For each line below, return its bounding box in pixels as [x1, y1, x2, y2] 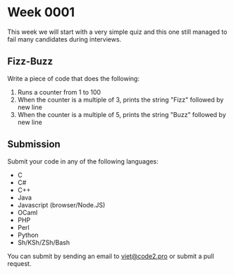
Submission [7, 138, 61, 150]
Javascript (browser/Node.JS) [17, 200, 106, 209]
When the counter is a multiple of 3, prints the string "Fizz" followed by [17, 95, 224, 104]
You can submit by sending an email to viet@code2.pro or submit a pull [7, 252, 214, 260]
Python [17, 231, 39, 239]
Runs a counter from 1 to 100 [17, 87, 101, 96]
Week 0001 [7, 4, 75, 20]
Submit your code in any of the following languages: [7, 157, 159, 166]
